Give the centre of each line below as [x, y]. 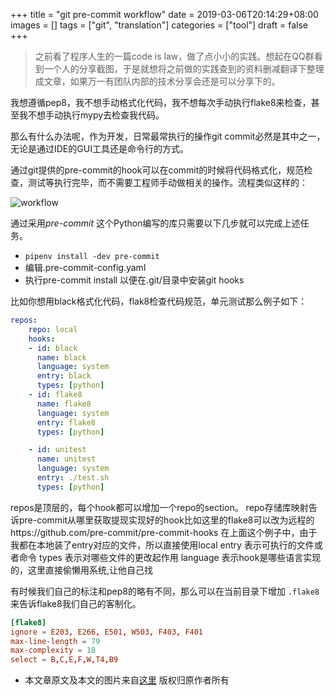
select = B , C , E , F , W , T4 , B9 [64, 660]
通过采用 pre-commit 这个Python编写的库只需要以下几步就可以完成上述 [155, 223]
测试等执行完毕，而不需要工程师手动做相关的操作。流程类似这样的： [167, 182]
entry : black [64, 376]
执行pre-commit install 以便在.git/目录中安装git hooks [134, 280]
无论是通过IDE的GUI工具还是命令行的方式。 [99, 148]
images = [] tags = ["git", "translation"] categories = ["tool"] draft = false [159, 25]
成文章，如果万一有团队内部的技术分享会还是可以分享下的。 [157, 81]
